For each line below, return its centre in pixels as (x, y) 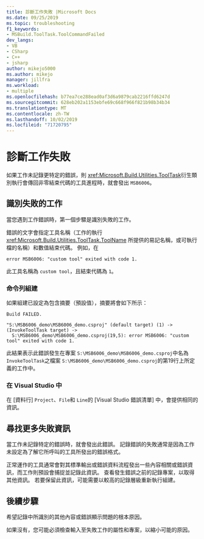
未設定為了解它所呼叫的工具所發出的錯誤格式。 (65, 452)
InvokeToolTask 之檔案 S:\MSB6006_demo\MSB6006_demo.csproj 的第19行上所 (98, 361)
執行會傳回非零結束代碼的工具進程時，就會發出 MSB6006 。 (83, 183)
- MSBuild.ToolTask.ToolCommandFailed (55, 35)
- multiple (20, 91)
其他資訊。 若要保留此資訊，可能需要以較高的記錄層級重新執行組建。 (92, 480)
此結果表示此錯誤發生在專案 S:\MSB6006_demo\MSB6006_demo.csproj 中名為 (97, 353)
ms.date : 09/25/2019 (33, 18)
